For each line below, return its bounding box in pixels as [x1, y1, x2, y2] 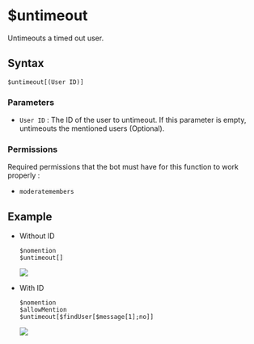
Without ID [19, 231, 55, 241]
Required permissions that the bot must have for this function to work [7, 162, 239, 172]
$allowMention [19, 306, 67, 314]
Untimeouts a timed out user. [7, 33, 104, 43]
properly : [7, 170, 40, 180]
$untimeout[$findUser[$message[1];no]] [19, 313, 155, 321]
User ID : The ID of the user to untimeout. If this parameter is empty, [19, 115, 247, 125]
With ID [19, 283, 44, 293]
